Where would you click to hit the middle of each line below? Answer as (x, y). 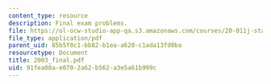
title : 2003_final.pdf (46, 61)
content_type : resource (48, 16)
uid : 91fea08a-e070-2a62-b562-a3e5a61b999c (83, 68)
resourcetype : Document (48, 53)
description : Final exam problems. (68, 23)
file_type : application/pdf (56, 38)
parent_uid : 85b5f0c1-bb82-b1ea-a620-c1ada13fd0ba (95, 46)
